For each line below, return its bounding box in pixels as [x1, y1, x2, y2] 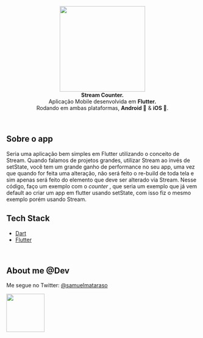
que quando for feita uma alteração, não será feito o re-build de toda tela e [6, 169, 194, 177]
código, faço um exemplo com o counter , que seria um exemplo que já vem [6, 182, 198, 189]
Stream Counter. [81, 92, 124, 98]
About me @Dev [6, 266, 70, 276]
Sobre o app [6, 134, 53, 144]
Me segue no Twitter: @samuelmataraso [6, 282, 108, 289]
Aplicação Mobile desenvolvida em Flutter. [48, 98, 157, 105]
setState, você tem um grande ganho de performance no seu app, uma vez [6, 163, 195, 171]
